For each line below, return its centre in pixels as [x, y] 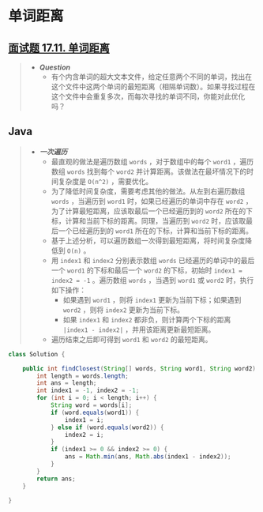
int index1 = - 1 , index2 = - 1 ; [88, 391]
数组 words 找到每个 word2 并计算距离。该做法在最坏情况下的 [149, 171]
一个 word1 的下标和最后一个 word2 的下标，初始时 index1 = [147, 270]
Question [55, 67]
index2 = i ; [84, 435]
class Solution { [37, 354]
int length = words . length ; [83, 376]
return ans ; [56, 479]
